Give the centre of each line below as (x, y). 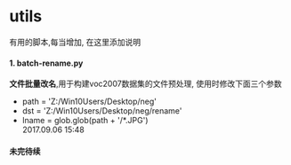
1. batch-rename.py (46, 63)
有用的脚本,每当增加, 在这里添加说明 (75, 42)
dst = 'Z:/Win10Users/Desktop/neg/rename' (102, 111)
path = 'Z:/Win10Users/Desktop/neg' (89, 102)
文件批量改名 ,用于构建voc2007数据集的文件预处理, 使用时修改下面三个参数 (145, 84)
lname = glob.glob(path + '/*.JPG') (85, 121)
